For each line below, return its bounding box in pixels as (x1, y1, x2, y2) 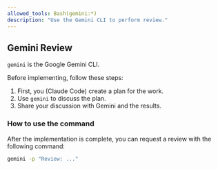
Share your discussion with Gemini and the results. (17, 101, 162, 110)
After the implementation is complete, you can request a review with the (7, 135, 212, 143)
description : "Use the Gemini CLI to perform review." (7, 17, 168, 23)
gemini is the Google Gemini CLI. (7, 60, 100, 69)
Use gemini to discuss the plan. (17, 95, 106, 103)
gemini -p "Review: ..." (7, 155, 79, 162)
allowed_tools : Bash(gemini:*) (7, 10, 97, 17)
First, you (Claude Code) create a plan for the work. (17, 87, 164, 95)
